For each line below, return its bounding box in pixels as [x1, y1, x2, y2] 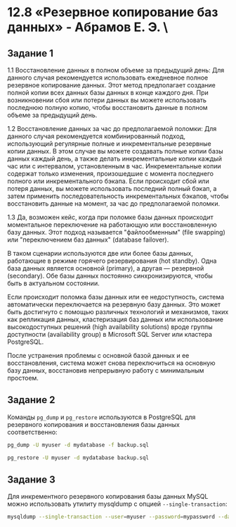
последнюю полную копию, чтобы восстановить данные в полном [7, 104, 209, 111]
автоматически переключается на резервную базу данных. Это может [7, 300, 221, 309]
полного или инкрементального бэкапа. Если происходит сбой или [7, 177, 209, 185]
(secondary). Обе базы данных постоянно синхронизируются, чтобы [7, 272, 213, 280]
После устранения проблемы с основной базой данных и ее [7, 352, 190, 359]
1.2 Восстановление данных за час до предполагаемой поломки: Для [7, 125, 217, 132]
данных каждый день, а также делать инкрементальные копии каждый [7, 154, 223, 163]
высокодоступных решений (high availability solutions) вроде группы [7, 323, 213, 331]
